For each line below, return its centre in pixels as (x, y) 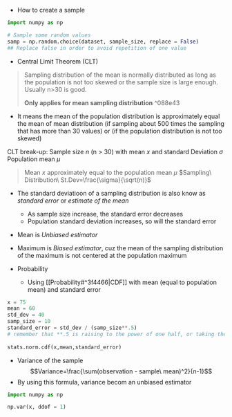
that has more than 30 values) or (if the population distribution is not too (119, 131)
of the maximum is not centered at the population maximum (102, 255)
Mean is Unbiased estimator (57, 234)
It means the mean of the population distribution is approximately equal (118, 116)
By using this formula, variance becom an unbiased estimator (104, 382)
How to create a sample (51, 10)
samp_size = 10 (29, 322)
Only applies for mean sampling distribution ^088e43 (102, 102)
